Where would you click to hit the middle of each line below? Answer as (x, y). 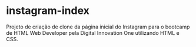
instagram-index (48, 11)
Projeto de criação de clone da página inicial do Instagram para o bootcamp (98, 27)
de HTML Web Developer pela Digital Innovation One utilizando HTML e (93, 32)
